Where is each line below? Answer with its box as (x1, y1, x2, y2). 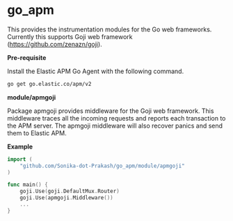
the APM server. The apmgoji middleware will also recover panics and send (7, 121, 223, 130)
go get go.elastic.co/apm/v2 (7, 80, 92, 87)
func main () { (7, 181, 49, 188)
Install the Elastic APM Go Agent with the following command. (7, 67, 184, 75)
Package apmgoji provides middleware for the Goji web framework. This (7, 107, 214, 115)
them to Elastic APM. (7, 128, 67, 137)
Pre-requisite (7, 53, 47, 61)
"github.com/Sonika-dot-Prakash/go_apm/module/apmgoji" (19, 162, 186, 169)
